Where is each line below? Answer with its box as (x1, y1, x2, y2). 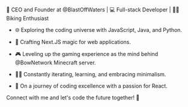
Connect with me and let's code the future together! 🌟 (6, 94, 140, 101)
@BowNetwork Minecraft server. (14, 59, 96, 66)
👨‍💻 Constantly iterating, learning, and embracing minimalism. (14, 71, 166, 78)
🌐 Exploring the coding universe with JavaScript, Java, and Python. (14, 26, 182, 33)
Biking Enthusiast (6, 15, 49, 22)
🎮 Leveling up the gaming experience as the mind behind (14, 50, 159, 57)
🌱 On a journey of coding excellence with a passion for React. (14, 82, 168, 90)
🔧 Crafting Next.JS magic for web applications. (14, 38, 131, 45)
